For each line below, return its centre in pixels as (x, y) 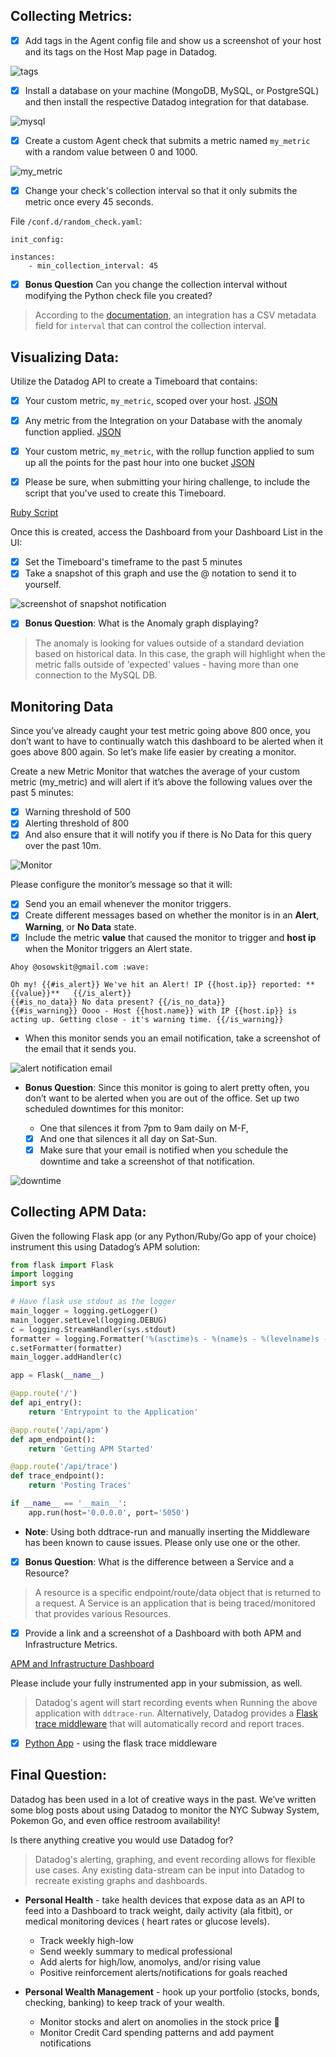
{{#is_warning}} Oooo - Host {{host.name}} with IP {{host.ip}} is (154, 1010)
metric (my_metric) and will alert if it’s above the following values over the (161, 782)
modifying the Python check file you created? (118, 296)
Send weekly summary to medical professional (136, 1951)
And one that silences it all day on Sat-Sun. (128, 1138)
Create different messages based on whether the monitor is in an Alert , (172, 915)
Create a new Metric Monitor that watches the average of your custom (155, 771)
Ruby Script (34, 513)
